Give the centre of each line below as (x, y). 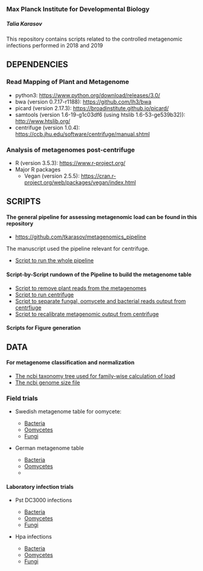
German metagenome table (49, 448)
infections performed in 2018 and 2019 (55, 45)
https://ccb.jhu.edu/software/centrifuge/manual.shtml (82, 134)
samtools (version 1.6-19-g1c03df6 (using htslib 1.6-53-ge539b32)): (100, 114)
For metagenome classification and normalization (71, 363)
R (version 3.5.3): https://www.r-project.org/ (70, 163)
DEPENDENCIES (37, 65)
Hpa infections (33, 537)
